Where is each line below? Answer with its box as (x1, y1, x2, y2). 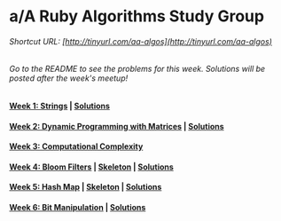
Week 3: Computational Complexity (9, 141, 144, 152)
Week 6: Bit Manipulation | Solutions (9, 201, 146, 212)
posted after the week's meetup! (9, 73, 129, 83)
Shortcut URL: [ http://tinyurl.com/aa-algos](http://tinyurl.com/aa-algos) (9, 36, 273, 46)
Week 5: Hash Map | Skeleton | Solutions (9, 182, 162, 193)
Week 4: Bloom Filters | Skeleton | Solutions (9, 162, 175, 172)
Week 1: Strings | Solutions (9, 100, 111, 111)
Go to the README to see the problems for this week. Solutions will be (9, 64, 266, 75)
